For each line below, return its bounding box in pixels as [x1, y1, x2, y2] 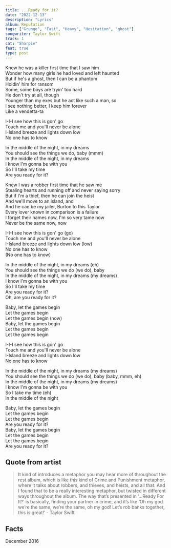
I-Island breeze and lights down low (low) [5, 241, 93, 247]
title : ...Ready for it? [5, 7, 58, 13]
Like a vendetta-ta [5, 108, 44, 114]
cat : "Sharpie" [5, 41, 38, 46]
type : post [5, 50, 29, 55]
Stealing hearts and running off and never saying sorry [5, 187, 121, 193]
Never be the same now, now [5, 220, 67, 226]
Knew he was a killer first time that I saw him [5, 65, 99, 71]
